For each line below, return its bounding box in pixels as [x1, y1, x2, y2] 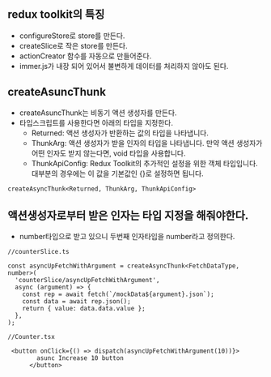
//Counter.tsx [7, 333, 56, 341]
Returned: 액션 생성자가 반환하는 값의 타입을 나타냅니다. [31, 128, 210, 138]
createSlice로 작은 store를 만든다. [19, 41, 128, 50]
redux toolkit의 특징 [7, 7, 105, 22]
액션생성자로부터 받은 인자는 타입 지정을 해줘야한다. [7, 209, 249, 223]
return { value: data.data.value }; [22, 305, 146, 313]
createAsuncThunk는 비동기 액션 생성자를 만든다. [19, 108, 177, 118]
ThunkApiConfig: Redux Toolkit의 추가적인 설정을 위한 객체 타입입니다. [31, 158, 258, 168]
